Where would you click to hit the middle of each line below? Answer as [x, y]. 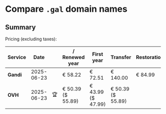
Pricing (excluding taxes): [31, 39]
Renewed [74, 57]
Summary [21, 27]
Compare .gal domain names [66, 9]
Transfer [121, 57]
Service [17, 57]
